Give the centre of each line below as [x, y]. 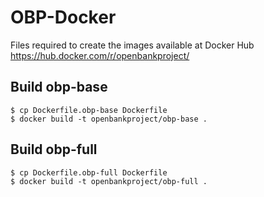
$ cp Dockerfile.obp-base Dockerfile [89, 110]
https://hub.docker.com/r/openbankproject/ [100, 55]
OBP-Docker [63, 17]
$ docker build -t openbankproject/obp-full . [109, 181]
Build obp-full [54, 149]
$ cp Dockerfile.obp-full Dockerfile [89, 172]
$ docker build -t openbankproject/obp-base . [109, 119]
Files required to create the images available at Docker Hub [132, 45]
